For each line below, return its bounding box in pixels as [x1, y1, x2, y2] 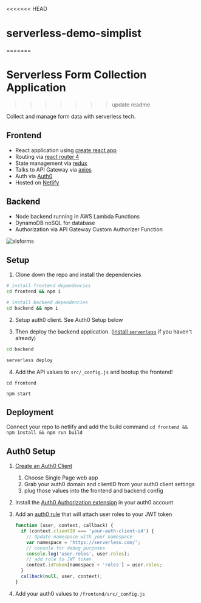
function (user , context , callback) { [15, 523, 114, 529]
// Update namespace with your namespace [26, 534, 132, 540]
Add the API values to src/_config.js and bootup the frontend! [15, 368, 173, 375]
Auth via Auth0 [15, 172, 53, 180]
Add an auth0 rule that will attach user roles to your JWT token [15, 511, 172, 518]
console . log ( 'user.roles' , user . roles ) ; [26, 551, 130, 557]
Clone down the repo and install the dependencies [15, 271, 141, 279]
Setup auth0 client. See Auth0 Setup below [15, 316, 123, 323]
